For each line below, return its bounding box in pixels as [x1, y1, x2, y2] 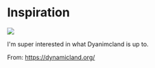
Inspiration [7, 5, 70, 20]
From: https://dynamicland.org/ [7, 53, 95, 61]
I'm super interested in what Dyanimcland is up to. [7, 39, 149, 48]
